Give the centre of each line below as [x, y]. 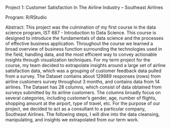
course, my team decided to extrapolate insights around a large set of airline [86, 65]
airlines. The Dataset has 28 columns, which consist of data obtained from [83, 87]
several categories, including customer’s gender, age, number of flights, [81, 98]
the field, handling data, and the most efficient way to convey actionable [81, 54]
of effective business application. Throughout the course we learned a [79, 44]
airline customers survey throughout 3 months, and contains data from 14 [82, 82]
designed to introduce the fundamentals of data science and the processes [84, 38]
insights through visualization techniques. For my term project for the [78, 60]
